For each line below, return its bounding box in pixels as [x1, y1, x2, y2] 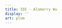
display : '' [5, 11, 29, 16]
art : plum [5, 16, 25, 20]
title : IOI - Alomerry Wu [5, 7, 57, 12]
